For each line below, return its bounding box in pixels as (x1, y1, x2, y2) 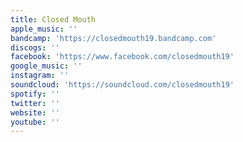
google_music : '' (10, 61, 83, 71)
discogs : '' (10, 42, 60, 53)
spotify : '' (10, 89, 60, 99)
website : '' (10, 107, 60, 118)
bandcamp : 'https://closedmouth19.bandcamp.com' (10, 33, 217, 43)
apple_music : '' (10, 24, 78, 34)
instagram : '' (10, 71, 70, 81)
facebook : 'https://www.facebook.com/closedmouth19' (10, 52, 235, 62)
